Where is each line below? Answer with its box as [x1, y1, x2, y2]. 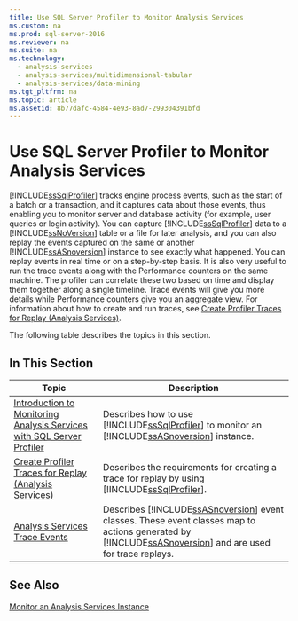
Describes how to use [102, 408, 193, 420]
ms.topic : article [9, 95, 77, 105]
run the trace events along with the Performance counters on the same [9, 265, 269, 276]
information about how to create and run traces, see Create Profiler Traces [9, 303, 282, 314]
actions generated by [102, 525, 192, 538]
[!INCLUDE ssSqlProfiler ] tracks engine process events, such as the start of [9, 190, 283, 200]
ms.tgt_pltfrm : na [9, 87, 77, 96]
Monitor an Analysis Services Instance [9, 601, 149, 612]
